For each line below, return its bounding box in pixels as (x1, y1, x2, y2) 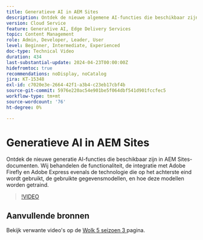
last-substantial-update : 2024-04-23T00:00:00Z (6, 59, 129, 65)
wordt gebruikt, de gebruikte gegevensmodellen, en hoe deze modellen (6, 175, 184, 182)
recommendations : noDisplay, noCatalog (6, 71, 107, 77)
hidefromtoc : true (6, 65, 53, 71)
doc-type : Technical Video (6, 48, 74, 54)
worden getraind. (6, 181, 50, 189)
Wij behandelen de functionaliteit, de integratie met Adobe (40, 162, 186, 169)
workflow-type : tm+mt (6, 93, 61, 99)
